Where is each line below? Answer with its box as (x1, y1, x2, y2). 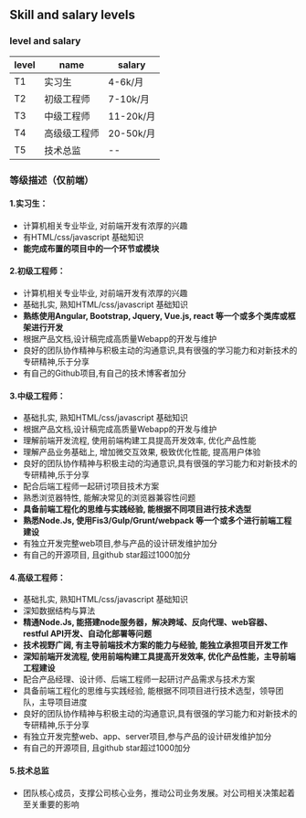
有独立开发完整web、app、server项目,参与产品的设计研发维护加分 (22, 731, 272, 742)
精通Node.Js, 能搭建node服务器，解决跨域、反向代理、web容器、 (22, 617, 272, 628)
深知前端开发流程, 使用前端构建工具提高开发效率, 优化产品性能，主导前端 (22, 651, 296, 662)
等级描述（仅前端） (9, 174, 94, 186)
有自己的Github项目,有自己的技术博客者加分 (22, 367, 187, 378)
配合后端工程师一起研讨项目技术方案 (22, 481, 160, 492)
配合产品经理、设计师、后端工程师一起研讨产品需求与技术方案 (22, 674, 256, 685)
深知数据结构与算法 (22, 605, 96, 616)
